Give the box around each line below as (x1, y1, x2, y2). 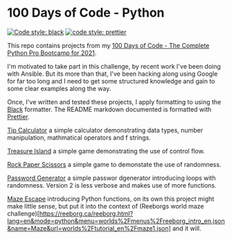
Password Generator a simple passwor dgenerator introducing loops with (7, 174, 216, 182)
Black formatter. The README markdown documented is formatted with (7, 105, 212, 113)
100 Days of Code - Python (7, 5, 165, 21)
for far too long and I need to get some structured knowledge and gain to (7, 76, 215, 85)
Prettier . (7, 113, 30, 121)
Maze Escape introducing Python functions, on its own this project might (7, 195, 215, 203)
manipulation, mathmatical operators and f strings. (7, 133, 151, 142)
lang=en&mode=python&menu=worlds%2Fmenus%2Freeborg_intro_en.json (7, 217, 225, 225)
